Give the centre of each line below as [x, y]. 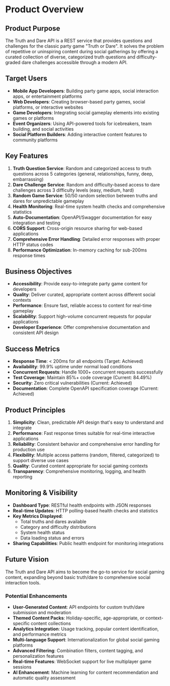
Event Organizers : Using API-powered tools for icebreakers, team [82, 123]
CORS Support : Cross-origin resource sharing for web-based [78, 228]
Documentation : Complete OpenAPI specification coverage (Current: [86, 388]
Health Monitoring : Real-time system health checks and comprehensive [89, 206]
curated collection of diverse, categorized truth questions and [70, 57]
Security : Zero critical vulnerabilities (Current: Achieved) [72, 383]
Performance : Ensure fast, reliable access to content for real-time [82, 305]
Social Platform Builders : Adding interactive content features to [80, 134]
